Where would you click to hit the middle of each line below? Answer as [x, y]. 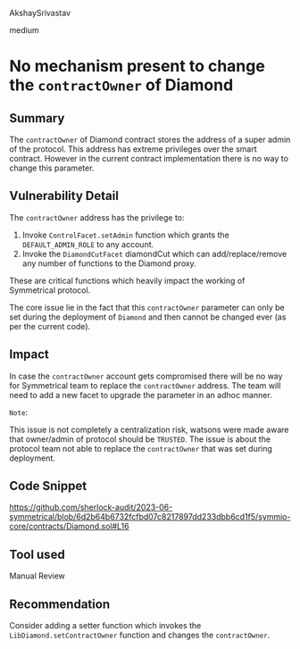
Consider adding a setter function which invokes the [105, 626]
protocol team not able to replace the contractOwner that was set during [141, 448]
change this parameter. [52, 168]
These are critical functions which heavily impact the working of [127, 280]
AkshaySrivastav [40, 13]
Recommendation [59, 604]
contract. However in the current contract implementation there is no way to [149, 158]
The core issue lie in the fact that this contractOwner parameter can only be [147, 307]
